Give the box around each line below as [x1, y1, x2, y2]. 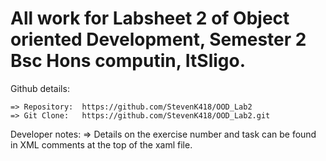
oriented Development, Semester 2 [10, 28, 307, 51]
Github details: [10, 82, 70, 94]
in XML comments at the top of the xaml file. [10, 138, 193, 151]
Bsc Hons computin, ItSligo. [10, 50, 247, 72]
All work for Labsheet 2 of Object [10, 7, 290, 30]
